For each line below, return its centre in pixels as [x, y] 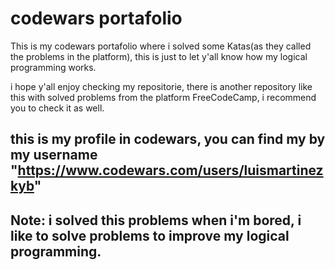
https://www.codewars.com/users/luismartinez [170, 170]
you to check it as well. [57, 108]
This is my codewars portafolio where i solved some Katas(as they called [161, 46]
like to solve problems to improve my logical [150, 235]
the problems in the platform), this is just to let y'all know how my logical [159, 56]
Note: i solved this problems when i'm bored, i [156, 220]
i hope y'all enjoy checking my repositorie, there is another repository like [161, 86]
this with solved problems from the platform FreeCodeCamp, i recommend [163, 97]
